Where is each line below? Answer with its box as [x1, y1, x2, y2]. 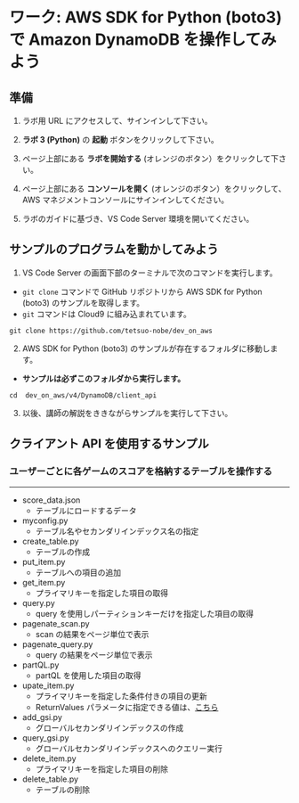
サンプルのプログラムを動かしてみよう [9, 242, 220, 258]
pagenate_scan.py [21, 618, 91, 628]
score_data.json [21, 495, 81, 505]
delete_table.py [21, 774, 78, 784]
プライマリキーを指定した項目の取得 [35, 587, 169, 598]
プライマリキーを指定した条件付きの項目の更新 [35, 691, 207, 701]
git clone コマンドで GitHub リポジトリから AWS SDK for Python [21, 286, 263, 297]
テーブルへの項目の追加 [35, 567, 122, 578]
